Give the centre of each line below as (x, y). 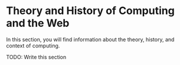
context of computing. (33, 46)
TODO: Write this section (36, 57)
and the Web (38, 23)
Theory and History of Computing (91, 11)
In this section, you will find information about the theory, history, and (90, 39)
